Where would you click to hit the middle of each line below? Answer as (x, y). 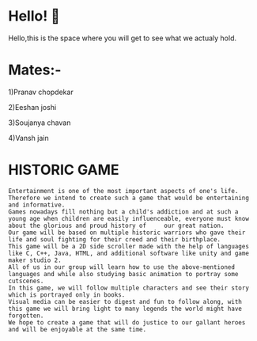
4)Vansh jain (28, 138)
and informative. (37, 205)
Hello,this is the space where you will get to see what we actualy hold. (123, 38)
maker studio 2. (35, 260)
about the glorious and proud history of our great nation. (116, 225)
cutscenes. (26, 281)
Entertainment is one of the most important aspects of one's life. (123, 191)
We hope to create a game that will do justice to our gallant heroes (127, 322)
